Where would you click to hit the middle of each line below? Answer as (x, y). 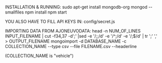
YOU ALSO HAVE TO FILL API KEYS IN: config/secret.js (60, 22)
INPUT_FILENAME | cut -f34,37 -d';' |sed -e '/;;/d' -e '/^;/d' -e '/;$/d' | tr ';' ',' (81, 36)
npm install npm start (46, 12)
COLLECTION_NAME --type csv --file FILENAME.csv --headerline (71, 46)
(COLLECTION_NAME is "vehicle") (39, 56)
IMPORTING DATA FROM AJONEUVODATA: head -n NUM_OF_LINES (73, 31)
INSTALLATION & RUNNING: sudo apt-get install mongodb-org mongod (76, 7)
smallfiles (15, 12)
